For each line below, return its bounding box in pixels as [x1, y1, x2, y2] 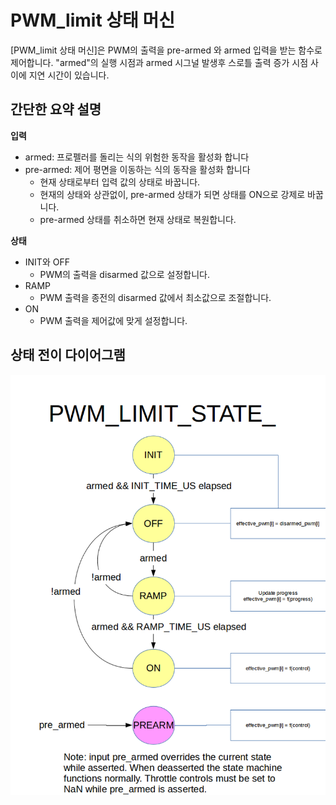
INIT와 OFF [24, 256, 70, 268]
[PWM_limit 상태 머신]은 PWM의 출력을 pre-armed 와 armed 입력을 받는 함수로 [10, 44, 323, 56]
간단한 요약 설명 [10, 101, 102, 118]
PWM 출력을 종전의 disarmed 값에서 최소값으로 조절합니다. [39, 291, 272, 303]
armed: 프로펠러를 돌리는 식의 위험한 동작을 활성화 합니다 [24, 151, 250, 163]
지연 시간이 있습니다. [28, 69, 110, 81]
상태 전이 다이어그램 [10, 347, 126, 364]
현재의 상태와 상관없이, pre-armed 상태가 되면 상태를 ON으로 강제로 [39, 188, 306, 200]
